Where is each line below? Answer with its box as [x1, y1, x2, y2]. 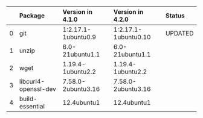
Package [19, 11, 45, 20]
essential [19, 102, 45, 110]
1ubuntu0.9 [62, 33, 97, 41]
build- [19, 95, 37, 103]
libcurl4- [19, 78, 45, 85]
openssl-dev [19, 85, 56, 93]
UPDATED [165, 29, 194, 37]
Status [165, 11, 185, 20]
